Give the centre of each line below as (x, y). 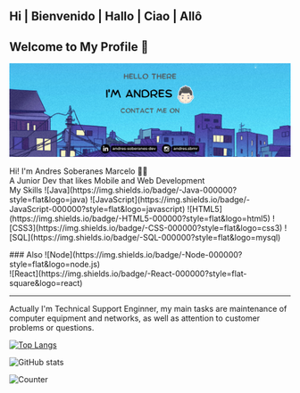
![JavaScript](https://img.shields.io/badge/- (170, 200)
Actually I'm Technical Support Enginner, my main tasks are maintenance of (148, 309)
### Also (26, 255)
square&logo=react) (46, 283)
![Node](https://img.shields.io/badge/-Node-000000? (143, 255)
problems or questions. (52, 328)
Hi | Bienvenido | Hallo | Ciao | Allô (106, 16)
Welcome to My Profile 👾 (79, 47)
